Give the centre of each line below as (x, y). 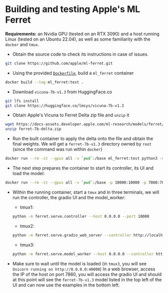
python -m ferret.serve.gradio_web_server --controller (72, 235)
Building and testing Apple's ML (73, 9)
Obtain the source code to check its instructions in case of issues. (80, 54)
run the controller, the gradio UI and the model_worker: (69, 197)
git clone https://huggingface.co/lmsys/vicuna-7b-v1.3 (64, 106)
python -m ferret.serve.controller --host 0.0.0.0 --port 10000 (81, 216)
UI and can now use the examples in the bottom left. (66, 285)
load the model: (28, 174)
